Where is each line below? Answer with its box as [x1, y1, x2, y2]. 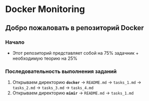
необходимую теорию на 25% [12, 55, 78, 61]
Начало [5, 39, 25, 46]
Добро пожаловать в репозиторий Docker [5, 24, 144, 32]
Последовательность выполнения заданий [5, 68, 117, 75]
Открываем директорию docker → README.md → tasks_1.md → [12, 79, 141, 85]
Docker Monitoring [5, 4, 85, 15]
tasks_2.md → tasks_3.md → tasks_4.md [12, 84, 94, 91]
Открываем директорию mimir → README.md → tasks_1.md [12, 90, 134, 96]
